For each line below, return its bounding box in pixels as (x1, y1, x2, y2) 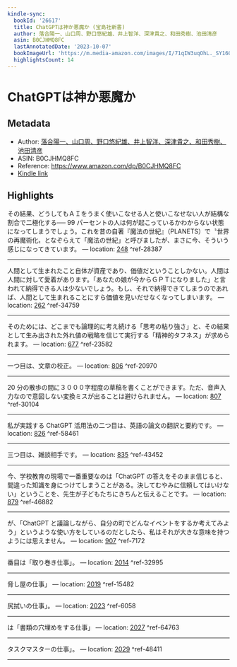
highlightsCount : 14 (13, 57, 74, 64)
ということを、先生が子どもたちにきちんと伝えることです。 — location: (19, 489, 227, 498)
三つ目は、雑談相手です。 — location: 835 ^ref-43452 (7, 450, 164, 458)
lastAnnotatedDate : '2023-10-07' (13, 43, 112, 50)
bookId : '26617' (13, 17, 61, 24)
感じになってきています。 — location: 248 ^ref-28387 (7, 245, 162, 253)
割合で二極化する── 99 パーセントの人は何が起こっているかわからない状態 (7, 218, 224, 226)
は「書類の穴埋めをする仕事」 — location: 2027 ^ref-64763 (7, 623, 180, 632)
